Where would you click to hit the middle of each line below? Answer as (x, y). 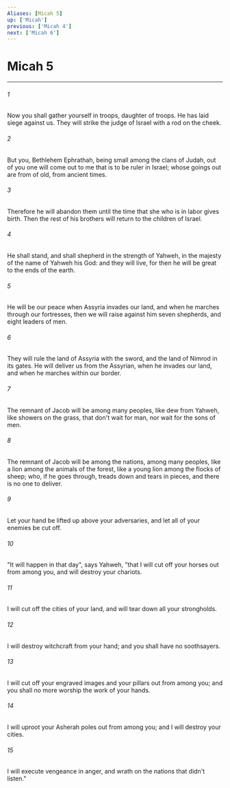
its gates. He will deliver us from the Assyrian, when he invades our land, (110, 366)
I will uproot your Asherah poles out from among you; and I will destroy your (114, 727)
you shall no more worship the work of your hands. (79, 690)
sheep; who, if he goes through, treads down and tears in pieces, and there (113, 476)
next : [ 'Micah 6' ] (33, 33)
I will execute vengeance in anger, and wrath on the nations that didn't (106, 772)
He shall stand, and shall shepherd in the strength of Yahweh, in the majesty (114, 255)
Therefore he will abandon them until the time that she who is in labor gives (113, 211)
